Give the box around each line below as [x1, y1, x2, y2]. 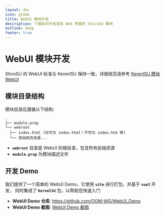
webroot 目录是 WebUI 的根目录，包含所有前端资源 [12, 145, 115, 151]
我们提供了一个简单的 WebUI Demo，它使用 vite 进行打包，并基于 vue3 [5, 181, 150, 187]
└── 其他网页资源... [9, 135, 48, 140]
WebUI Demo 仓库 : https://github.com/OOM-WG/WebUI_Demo [12, 198, 141, 204]
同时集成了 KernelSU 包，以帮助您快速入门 [14, 187, 101, 193]
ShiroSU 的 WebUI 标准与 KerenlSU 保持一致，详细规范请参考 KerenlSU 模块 [5, 71, 160, 77]
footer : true [5, 30, 32, 35]
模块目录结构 [5, 92, 45, 101]
